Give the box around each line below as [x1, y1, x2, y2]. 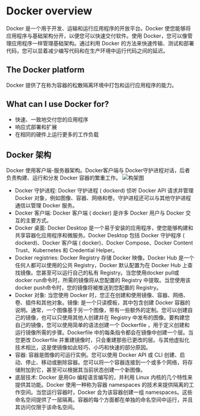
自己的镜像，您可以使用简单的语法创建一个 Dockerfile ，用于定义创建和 [14, 322, 190, 329]
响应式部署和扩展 [14, 123, 57, 130]
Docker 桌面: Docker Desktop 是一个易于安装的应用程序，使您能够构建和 [14, 224, 193, 231]
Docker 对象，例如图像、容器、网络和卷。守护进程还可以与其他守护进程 [14, 194, 192, 201]
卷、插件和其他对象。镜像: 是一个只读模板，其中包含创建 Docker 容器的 [14, 299, 190, 306]
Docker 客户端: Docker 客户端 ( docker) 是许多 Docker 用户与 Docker [14, 209, 184, 216]
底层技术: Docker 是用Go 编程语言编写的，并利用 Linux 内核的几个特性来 [14, 374, 193, 381]
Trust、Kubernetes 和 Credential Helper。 [14, 247, 118, 254]
